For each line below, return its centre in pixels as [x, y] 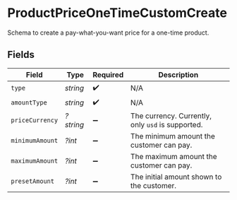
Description [178, 74]
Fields [21, 55]
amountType [29, 103]
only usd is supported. [166, 124]
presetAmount [33, 181]
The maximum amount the [174, 156]
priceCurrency [35, 120]
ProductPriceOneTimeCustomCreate [117, 13]
